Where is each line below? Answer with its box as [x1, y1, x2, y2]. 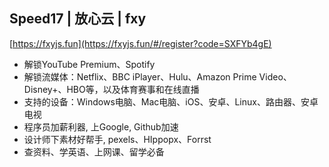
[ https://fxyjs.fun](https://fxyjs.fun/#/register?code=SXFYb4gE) [9, 37, 272, 49]
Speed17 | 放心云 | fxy [9, 10, 147, 28]
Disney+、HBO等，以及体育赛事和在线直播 [23, 83, 200, 95]
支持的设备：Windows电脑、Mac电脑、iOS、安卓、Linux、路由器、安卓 [23, 95, 319, 108]
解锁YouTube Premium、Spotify [23, 58, 156, 70]
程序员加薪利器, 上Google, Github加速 [23, 120, 179, 133]
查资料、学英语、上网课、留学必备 [23, 145, 165, 158]
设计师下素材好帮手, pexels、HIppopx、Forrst [23, 133, 212, 145]
